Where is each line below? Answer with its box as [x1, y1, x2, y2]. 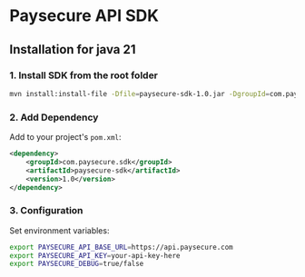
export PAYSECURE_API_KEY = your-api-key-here [9, 251, 181, 260]
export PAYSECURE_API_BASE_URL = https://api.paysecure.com [9, 242, 233, 252]
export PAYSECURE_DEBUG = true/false [9, 260, 144, 269]
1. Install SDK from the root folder [9, 69, 159, 82]
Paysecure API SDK [9, 5, 159, 26]
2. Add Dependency [9, 111, 99, 124]
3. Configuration [9, 204, 84, 217]
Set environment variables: [9, 224, 110, 236]
